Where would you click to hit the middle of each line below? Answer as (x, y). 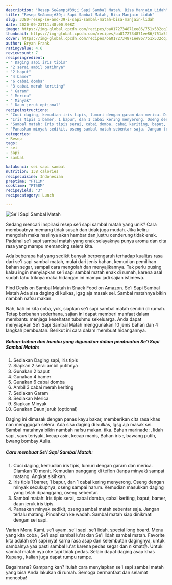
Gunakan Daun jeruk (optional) (45, 409)
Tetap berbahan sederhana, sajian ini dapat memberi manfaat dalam (78, 314)
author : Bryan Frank (28, 44)
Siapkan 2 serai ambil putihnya (45, 365)
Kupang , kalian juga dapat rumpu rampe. (49, 557)
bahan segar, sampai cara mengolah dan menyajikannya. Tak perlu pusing (84, 267)
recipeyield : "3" (24, 191)
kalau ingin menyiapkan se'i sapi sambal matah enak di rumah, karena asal (84, 272)
